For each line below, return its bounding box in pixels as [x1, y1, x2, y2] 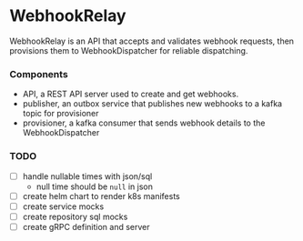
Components [9, 67, 68, 80]
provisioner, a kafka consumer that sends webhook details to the [22, 117, 266, 128]
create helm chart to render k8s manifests [22, 190, 180, 201]
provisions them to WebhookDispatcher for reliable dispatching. [9, 45, 248, 55]
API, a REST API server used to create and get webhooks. [22, 88, 239, 100]
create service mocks [22, 201, 105, 212]
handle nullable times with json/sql [22, 170, 153, 182]
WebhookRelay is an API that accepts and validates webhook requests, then [9, 35, 294, 46]
